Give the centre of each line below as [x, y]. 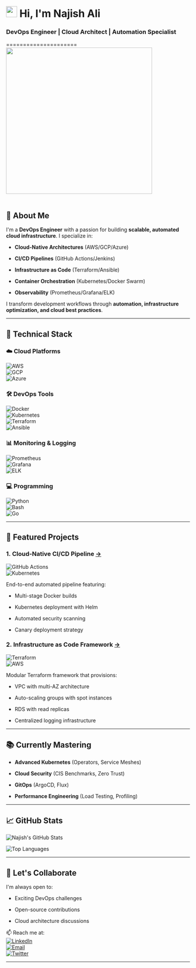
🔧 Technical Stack [39, 334]
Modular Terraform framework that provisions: [62, 675]
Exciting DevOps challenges [48, 898]
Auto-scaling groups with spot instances [63, 698]
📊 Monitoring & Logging [41, 443]
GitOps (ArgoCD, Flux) [41, 785]
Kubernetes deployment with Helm [56, 607]
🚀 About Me [28, 216]
